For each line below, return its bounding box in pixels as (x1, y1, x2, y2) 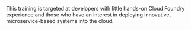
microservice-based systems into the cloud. (6, 18, 114, 24)
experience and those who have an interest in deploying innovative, (6, 11, 171, 18)
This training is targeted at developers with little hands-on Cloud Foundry (6, 5, 185, 12)
